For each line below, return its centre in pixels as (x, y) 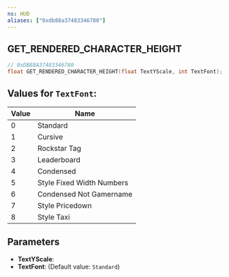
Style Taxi (54, 217)
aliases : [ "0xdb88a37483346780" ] (57, 20)
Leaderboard (59, 159)
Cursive (51, 137)
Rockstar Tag (59, 148)
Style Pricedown (65, 205)
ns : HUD (19, 14)
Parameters (34, 242)
